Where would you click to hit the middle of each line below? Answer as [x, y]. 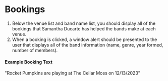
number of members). [35, 50]
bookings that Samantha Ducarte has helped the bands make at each [84, 28]
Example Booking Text [29, 62]
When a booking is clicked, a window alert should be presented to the [85, 39]
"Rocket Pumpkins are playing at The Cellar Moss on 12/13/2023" [73, 73]
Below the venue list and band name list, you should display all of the [84, 23]
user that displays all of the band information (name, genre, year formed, [88, 45]
